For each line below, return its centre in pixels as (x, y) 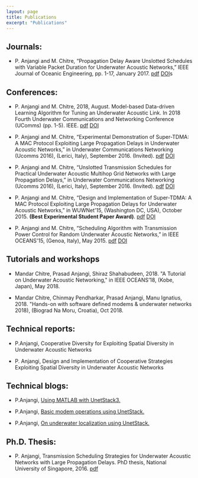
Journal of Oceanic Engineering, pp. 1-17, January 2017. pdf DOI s (94, 74)
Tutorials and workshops (53, 259)
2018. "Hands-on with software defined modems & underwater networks (103, 304)
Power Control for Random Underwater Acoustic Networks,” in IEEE (97, 234)
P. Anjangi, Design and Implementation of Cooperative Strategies (94, 361)
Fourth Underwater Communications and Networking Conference (94, 119)
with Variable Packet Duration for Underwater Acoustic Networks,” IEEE (102, 67)
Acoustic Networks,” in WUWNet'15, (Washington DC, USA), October (98, 210)
